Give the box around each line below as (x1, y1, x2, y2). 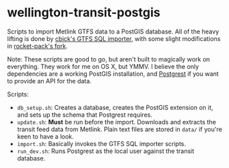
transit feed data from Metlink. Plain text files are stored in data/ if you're (16, 125, 222, 133)
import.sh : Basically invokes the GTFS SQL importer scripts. (16, 139, 187, 148)
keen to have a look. (16, 132, 74, 141)
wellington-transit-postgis (7, 5, 161, 20)
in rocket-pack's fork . (7, 42, 68, 50)
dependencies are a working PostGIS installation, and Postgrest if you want (7, 70, 219, 78)
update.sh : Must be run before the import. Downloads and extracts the (16, 117, 217, 126)
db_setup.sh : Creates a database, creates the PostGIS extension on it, (16, 103, 213, 111)
